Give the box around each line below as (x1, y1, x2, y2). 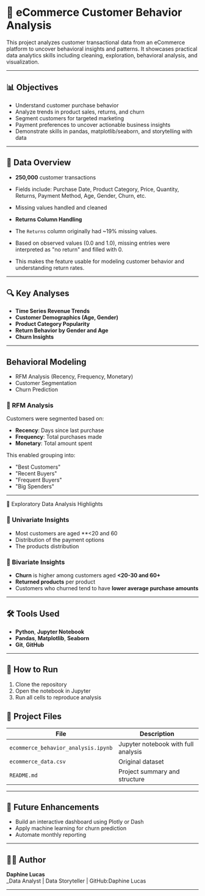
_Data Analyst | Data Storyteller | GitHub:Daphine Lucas (6, 877, 146, 884)
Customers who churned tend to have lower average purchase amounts (15, 585, 199, 592)
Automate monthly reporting (15, 831, 87, 839)
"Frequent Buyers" (15, 476, 62, 484)
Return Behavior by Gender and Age (15, 327, 109, 334)
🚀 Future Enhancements (6, 802, 99, 812)
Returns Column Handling (15, 215, 82, 223)
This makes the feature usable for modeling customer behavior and (15, 258, 185, 265)
